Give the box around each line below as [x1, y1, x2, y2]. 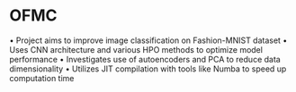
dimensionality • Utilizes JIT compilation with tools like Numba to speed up [9, 63, 287, 74]
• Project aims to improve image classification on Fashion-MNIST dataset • [9, 35, 288, 46]
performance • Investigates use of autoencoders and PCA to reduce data [9, 54, 281, 64]
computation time [9, 72, 75, 83]
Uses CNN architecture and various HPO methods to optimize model [9, 44, 264, 54]
